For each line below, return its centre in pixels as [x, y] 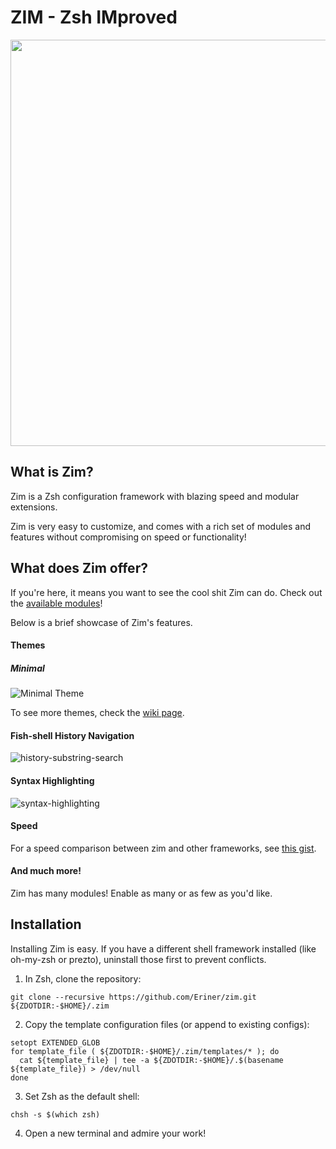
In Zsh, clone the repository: [83, 978]
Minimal [27, 668]
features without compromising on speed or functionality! [128, 537]
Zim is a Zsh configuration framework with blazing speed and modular [155, 496]
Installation [46, 924]
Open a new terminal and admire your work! [115, 1133]
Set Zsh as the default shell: [82, 1096]
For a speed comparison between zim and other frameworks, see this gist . [163, 848]
